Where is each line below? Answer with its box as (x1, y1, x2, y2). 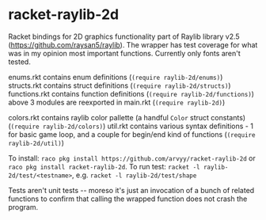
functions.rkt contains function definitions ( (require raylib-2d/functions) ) (8, 89, 255, 98)
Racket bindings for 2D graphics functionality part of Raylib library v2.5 (8, 32, 240, 41)
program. (8, 202, 39, 211)
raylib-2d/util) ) (8, 138, 65, 147)
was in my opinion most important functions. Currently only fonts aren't (8, 48, 241, 58)
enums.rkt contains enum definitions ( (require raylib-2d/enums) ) (8, 72, 223, 82)
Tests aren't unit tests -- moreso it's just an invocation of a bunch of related (8, 185, 255, 195)
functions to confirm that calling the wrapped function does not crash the (8, 194, 248, 203)
